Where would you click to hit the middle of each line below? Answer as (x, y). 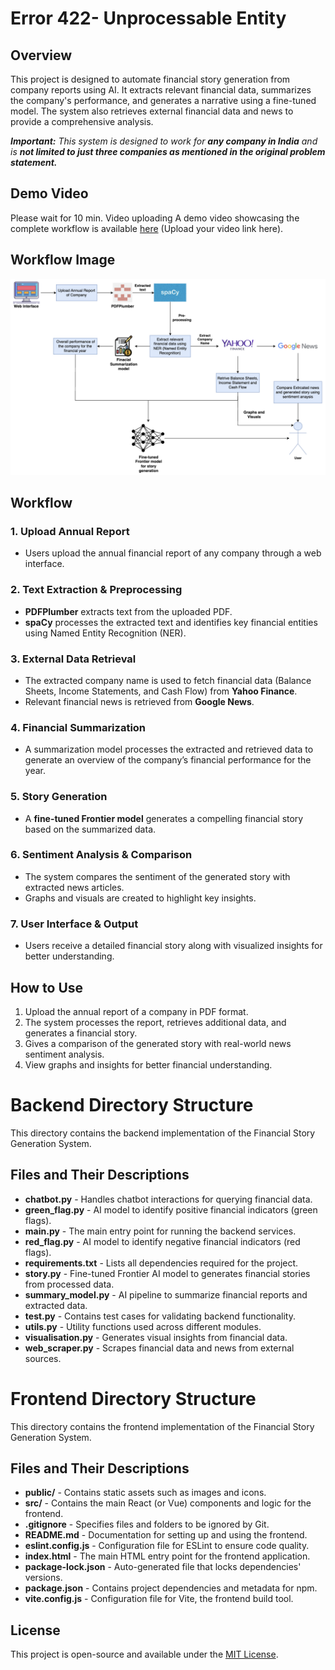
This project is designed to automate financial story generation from (150, 79)
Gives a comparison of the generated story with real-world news (158, 1043)
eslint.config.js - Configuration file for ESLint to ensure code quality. (167, 1546)
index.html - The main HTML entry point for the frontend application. (167, 1556)
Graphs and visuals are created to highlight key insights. (140, 898)
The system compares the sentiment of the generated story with (157, 876)
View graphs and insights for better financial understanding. (148, 1064)
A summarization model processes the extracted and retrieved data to (169, 749)
